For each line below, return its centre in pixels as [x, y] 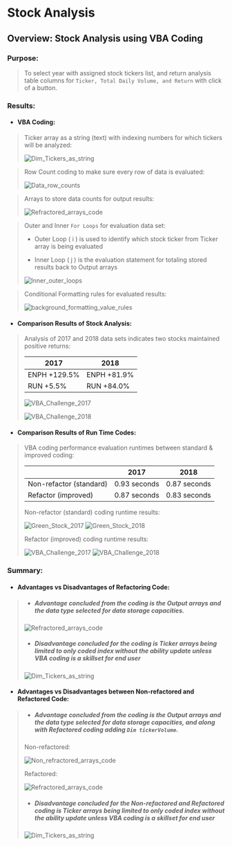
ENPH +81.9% [110, 375]
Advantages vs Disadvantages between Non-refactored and [106, 691]
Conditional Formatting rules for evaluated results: [95, 294]
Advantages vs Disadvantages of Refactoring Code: [94, 587]
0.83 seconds [189, 495]
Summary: [25, 571]
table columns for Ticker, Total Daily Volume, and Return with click [123, 80]
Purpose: [23, 58]
